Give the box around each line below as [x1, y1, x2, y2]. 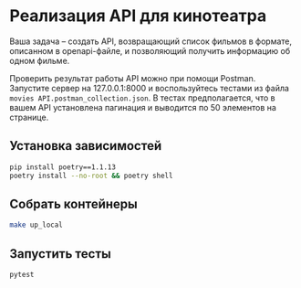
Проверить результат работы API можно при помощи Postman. [9, 72, 256, 83]
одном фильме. [9, 55, 70, 66]
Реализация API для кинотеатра [9, 5, 267, 27]
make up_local [9, 220, 64, 229]
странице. [9, 112, 49, 123]
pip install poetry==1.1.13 [9, 162, 117, 172]
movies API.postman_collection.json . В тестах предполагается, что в [9, 92, 275, 103]
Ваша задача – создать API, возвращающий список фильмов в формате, [9, 36, 293, 47]
